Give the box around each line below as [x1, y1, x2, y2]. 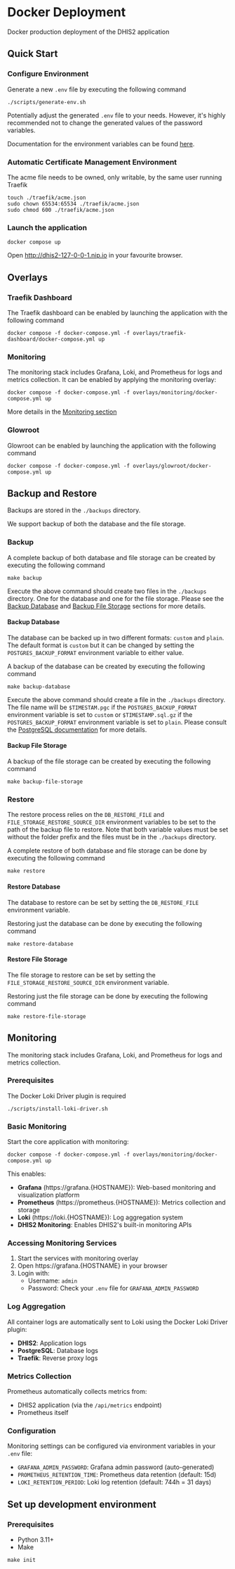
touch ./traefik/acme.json [7, 194, 86, 201]
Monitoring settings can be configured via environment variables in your [7, 1442, 216, 1450]
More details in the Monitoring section [7, 407, 117, 416]
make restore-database [7, 940, 74, 947]
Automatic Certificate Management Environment [7, 157, 177, 167]
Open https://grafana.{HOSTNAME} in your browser [17, 1262, 168, 1270]
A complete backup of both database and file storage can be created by [7, 553, 216, 561]
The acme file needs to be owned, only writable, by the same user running [7, 173, 222, 182]
